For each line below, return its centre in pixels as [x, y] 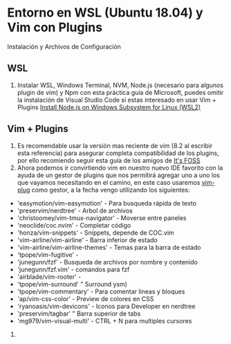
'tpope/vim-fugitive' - [48, 255]
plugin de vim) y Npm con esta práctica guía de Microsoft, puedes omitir [120, 92]
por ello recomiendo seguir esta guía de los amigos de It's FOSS [109, 160]
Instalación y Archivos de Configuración [64, 46]
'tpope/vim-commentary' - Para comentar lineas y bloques [101, 291]
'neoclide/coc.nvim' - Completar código [74, 225]
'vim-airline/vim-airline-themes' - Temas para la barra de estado [109, 247]
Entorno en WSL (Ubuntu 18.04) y [105, 13]
